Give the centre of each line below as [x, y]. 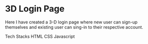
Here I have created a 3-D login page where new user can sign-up [71, 22]
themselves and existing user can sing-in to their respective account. [74, 27]
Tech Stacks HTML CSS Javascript [40, 36]
